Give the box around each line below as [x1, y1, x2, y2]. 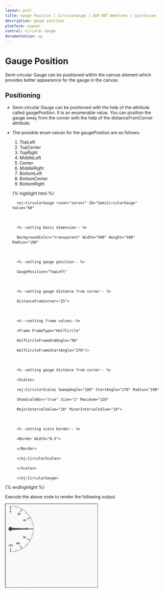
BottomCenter [19, 175, 48, 181]
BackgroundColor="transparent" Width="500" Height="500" [17, 235, 136, 240]
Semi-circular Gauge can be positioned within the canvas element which [5, 72, 152, 78]
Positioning [5, 91, 41, 100]
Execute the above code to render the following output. [5, 494, 117, 500]
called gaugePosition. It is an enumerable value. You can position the [12, 110, 152, 115]
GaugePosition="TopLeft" [17, 269, 68, 274]
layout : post [5, 8, 32, 13]
